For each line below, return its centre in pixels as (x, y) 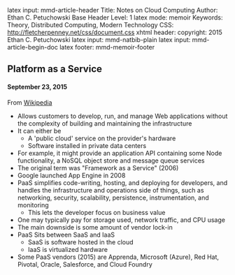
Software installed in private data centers (87, 145)
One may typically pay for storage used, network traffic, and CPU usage (121, 220)
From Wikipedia (30, 102)
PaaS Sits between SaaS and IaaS (66, 235)
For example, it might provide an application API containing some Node (120, 153)
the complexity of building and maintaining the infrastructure (105, 123)
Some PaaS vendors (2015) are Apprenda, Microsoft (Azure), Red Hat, (118, 257)
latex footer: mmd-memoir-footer (107, 47)
